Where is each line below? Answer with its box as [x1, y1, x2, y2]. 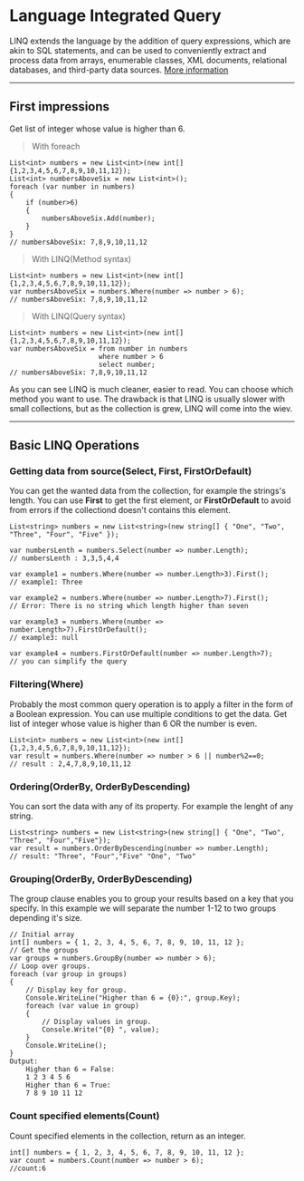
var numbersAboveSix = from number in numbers [9, 344, 188, 353]
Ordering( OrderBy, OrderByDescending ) [9, 780, 191, 793]
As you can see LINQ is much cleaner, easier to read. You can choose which [9, 383, 294, 394]
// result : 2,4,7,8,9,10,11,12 [9, 759, 131, 769]
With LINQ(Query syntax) [31, 310, 127, 322]
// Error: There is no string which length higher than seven [9, 602, 249, 611]
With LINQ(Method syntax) [31, 253, 132, 264]
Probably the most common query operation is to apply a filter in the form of [9, 699, 294, 710]
